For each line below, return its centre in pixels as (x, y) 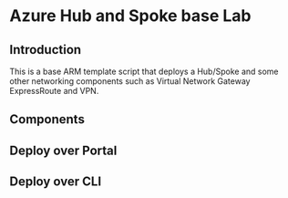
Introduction (46, 50)
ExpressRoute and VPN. (54, 91)
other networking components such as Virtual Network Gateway (130, 81)
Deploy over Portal (63, 150)
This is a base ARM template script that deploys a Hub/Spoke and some (144, 71)
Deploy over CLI (56, 182)
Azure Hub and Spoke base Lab (130, 16)
